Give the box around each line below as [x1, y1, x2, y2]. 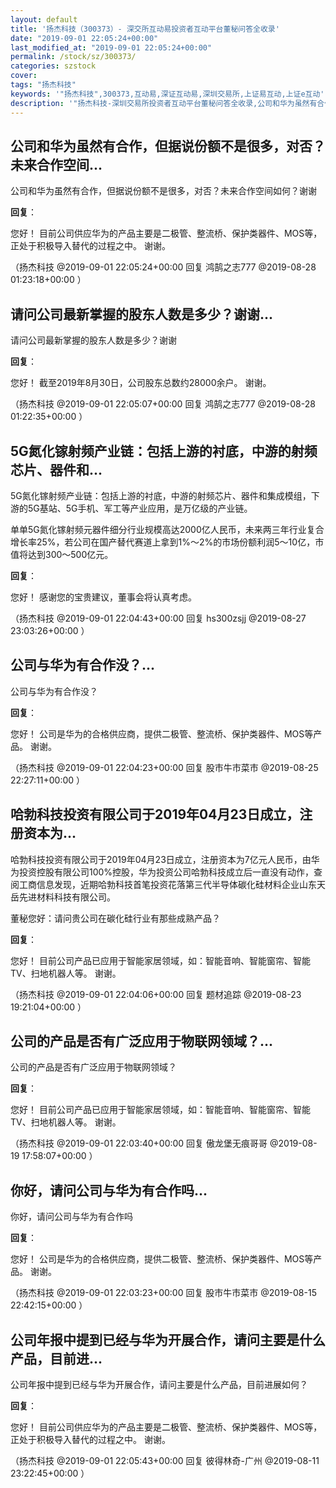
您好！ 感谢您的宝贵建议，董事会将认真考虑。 [10, 591, 197, 603]
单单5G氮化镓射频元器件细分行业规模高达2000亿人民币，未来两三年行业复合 [10, 523, 325, 535]
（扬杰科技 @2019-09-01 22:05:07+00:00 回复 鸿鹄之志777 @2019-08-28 [10, 398, 316, 410]
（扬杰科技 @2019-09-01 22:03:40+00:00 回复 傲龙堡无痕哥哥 [10, 1137, 268, 1150]
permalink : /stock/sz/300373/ [10, 52, 137, 62]
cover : [10, 71, 38, 81]
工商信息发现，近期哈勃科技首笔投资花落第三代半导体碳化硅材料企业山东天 [18, 878, 326, 890]
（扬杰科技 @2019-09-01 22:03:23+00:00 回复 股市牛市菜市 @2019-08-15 [10, 1287, 317, 1299]
